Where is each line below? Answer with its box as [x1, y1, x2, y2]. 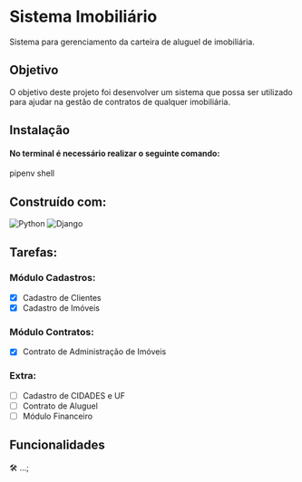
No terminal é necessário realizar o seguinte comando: [9, 148, 220, 159]
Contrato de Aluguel [22, 400, 98, 411]
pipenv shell [9, 168, 55, 178]
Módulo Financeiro [22, 410, 93, 421]
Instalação [9, 122, 71, 138]
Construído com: [9, 194, 107, 209]
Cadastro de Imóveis [22, 302, 100, 313]
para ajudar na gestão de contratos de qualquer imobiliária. [9, 96, 231, 107]
